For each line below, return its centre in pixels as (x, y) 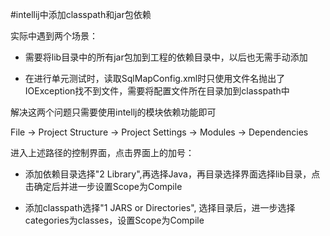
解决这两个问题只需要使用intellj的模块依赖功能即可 (113, 112)
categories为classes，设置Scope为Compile (114, 220)
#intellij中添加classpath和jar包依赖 (81, 14)
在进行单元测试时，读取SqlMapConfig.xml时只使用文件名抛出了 (155, 78)
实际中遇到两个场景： (54, 36)
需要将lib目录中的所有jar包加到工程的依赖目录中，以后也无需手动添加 (166, 57)
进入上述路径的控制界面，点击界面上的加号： (102, 152)
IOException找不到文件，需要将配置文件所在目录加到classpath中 (157, 91)
